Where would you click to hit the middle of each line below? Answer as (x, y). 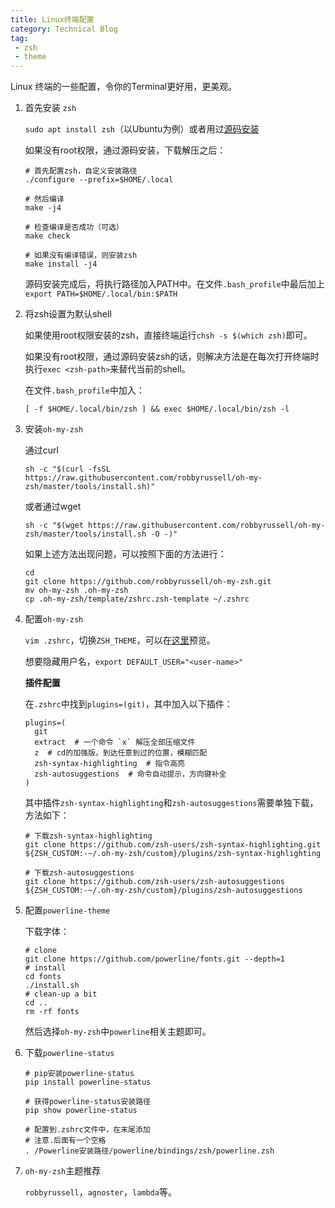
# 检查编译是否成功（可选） (74, 227)
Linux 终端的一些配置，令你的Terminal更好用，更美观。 (124, 87)
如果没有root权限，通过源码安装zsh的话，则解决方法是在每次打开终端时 (172, 357)
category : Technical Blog (64, 29)
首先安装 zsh (50, 108)
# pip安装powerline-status (79, 1074)
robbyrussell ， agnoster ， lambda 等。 (100, 1192)
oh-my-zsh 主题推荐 (63, 1171)
